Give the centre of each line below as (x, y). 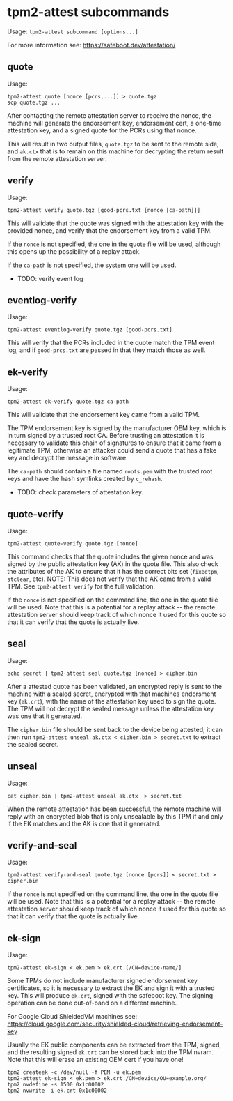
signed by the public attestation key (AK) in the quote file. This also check (113, 564)
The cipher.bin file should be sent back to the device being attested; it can (115, 729)
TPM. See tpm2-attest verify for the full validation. (81, 586)
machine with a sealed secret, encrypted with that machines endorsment (112, 694)
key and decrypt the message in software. (68, 458)
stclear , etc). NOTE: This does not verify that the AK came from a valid (109, 579)
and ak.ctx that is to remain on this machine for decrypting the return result (115, 151)
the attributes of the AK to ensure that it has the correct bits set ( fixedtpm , (113, 571)
